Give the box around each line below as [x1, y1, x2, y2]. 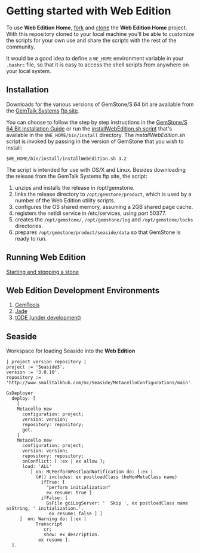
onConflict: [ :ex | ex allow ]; [21, 458, 106, 464]
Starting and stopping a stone [6, 268, 79, 275]
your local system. [6, 67, 52, 74]
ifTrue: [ [41, 479, 66, 485]
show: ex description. [44, 531, 100, 538]
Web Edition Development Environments [6, 285, 160, 296]
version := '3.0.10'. [6, 369, 60, 375]
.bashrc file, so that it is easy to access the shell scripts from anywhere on [6, 61, 189, 68]
